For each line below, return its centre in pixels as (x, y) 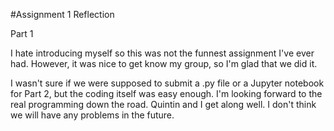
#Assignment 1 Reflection (62, 14)
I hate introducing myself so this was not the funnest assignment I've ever (162, 53)
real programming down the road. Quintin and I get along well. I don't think (163, 104)
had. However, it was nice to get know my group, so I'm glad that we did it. (164, 63)
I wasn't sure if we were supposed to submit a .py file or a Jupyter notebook (167, 83)
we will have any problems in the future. (92, 115)
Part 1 (22, 33)
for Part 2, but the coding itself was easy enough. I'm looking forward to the (166, 93)
